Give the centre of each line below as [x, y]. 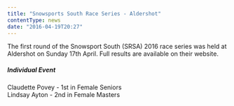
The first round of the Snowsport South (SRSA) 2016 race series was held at [117, 47]
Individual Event [32, 70]
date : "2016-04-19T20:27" [45, 26]
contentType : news [34, 20]
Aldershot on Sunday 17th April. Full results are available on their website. [113, 54]
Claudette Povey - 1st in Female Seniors [64, 87]
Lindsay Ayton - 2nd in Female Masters [64, 95]
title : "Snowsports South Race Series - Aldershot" [84, 14]
